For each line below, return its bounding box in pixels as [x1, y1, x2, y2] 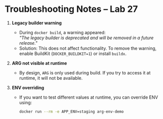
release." [19, 40, 38, 46]
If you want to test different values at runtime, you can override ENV [19, 94, 158, 100]
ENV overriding [11, 84, 45, 90]
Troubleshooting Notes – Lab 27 [4, 3, 138, 15]
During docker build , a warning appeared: [19, 29, 106, 35]
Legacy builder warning [11, 20, 62, 26]
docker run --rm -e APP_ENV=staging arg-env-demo [19, 109, 124, 114]
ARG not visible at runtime [11, 60, 67, 66]
